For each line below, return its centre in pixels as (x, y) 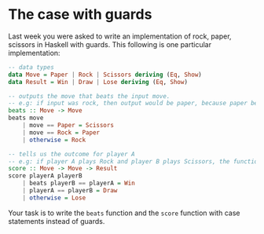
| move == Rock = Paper (61, 132)
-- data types (31, 67)
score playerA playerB (45, 176)
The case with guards (80, 15)
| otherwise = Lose (54, 198)
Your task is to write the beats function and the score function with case (124, 213)
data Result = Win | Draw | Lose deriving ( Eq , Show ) (98, 82)
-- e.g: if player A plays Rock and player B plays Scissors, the (119, 161)
